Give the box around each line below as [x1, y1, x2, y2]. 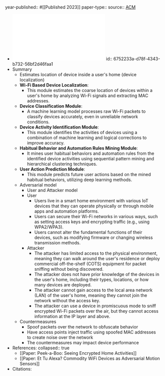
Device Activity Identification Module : [19, 124, 99, 130]
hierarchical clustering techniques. [27, 161, 98, 167]
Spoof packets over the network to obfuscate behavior [27, 324, 138, 329]
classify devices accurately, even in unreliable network [27, 114, 138, 119]
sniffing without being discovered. [34, 266, 104, 272]
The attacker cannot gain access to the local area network [34, 287, 153, 293]
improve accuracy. [27, 140, 65, 145]
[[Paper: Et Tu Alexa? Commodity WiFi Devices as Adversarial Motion [19, 356, 160, 361]
